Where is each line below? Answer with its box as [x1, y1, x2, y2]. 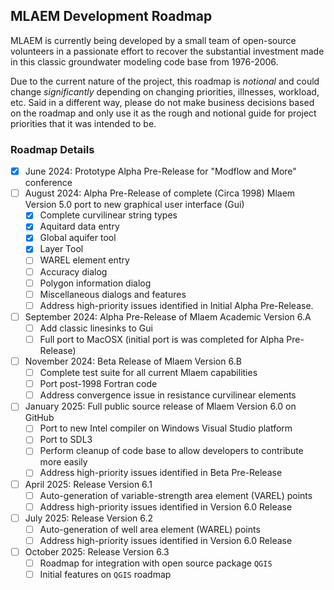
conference [24, 177, 73, 189]
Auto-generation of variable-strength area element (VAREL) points [39, 489, 313, 501]
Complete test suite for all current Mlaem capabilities [39, 367, 258, 379]
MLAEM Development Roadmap [10, 8, 213, 25]
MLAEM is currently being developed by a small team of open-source [10, 34, 297, 46]
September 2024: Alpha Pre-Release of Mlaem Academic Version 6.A [24, 310, 312, 323]
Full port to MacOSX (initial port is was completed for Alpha [39, 333, 285, 345]
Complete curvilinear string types [39, 209, 178, 221]
